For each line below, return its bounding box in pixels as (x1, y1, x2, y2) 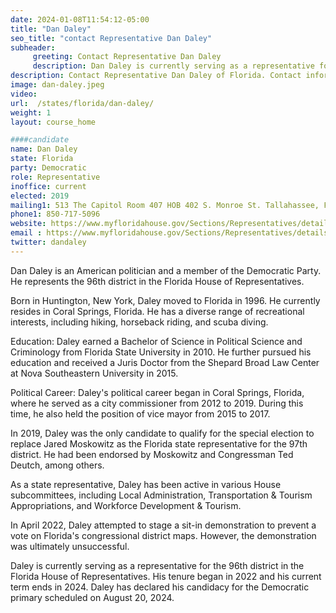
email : (10, 228, 43, 238)
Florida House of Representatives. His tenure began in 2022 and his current (10, 570, 322, 582)
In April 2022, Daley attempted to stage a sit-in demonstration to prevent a (10, 519, 317, 531)
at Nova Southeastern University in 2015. (10, 367, 179, 379)
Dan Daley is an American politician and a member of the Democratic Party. (10, 264, 322, 276)
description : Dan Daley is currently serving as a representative (32, 61, 315, 71)
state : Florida (10, 154, 74, 164)
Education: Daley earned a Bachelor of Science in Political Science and (10, 335, 303, 347)
